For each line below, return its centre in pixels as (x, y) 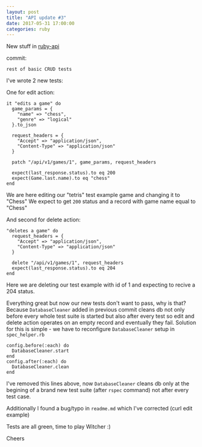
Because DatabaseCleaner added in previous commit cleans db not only (96, 310)
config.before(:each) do (38, 346)
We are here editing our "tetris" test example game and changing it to (93, 195)
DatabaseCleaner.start (40, 351)
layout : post (23, 12)
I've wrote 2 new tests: (35, 80)
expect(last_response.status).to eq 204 (64, 268)
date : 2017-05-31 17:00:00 (40, 23)
